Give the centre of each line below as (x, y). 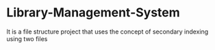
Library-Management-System (93, 13)
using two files (27, 38)
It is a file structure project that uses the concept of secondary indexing (107, 32)
